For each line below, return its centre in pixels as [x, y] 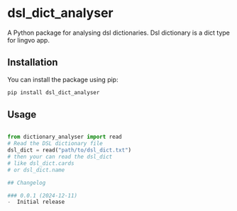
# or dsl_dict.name [36, 170]
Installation [33, 63]
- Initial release [36, 202]
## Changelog [27, 183]
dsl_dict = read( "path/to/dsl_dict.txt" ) [70, 150]
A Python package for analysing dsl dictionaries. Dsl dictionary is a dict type [119, 33]
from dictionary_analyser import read [65, 137]
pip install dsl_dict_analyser [54, 92]
